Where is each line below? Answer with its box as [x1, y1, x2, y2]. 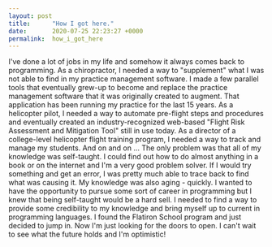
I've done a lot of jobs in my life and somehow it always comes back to [8, 57, 245, 67]
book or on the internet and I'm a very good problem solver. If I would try [8, 160, 252, 171]
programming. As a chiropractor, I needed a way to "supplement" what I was [8, 66, 265, 76]
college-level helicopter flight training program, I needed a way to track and [8, 135, 261, 145]
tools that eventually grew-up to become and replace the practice [8, 83, 228, 93]
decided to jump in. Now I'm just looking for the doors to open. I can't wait [8, 221, 257, 231]
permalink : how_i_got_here [8, 34, 104, 43]
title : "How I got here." [8, 19, 114, 28]
